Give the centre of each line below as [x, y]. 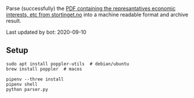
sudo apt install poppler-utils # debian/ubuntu [68, 64]
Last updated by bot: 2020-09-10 [46, 32]
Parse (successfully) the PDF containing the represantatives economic [91, 8]
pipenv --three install [35, 79]
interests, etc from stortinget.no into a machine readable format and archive [97, 15]
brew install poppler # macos [44, 69]
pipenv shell [22, 84]
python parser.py [27, 89]
